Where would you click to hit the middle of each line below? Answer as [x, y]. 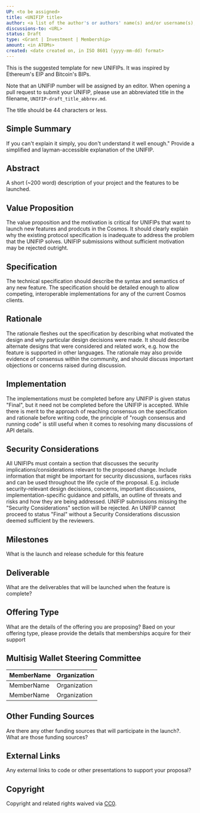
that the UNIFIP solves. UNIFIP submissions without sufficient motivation [95, 242]
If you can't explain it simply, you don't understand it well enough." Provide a [100, 143]
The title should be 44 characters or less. [57, 110]
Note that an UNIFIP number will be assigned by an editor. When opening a [98, 86]
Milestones [27, 539]
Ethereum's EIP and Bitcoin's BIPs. [49, 74]
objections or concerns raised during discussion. [66, 365]
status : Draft [24, 34]
